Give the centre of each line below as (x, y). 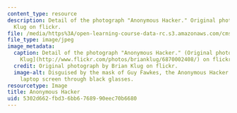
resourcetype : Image (38, 86)
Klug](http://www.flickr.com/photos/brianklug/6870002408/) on (115, 60)
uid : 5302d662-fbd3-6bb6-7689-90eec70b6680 (72, 99)
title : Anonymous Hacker (44, 92)
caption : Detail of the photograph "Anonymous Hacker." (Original (113, 53)
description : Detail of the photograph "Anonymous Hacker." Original (112, 20)
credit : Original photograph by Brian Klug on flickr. (96, 66)
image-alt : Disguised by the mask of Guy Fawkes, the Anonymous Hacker (121, 72)
